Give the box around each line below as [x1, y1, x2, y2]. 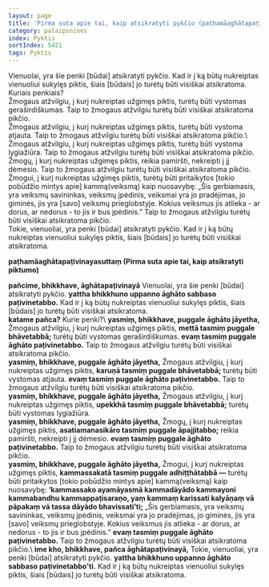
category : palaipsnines [8, 26, 88, 34]
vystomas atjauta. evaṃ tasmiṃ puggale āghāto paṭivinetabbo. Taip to [8, 374, 245, 384]
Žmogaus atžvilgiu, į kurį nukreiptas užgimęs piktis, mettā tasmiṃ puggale [8, 324, 255, 332]
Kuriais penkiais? [8, 88, 64, 97]
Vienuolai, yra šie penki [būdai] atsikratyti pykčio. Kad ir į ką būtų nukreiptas [8, 71, 259, 80]
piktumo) [8, 265, 40, 275]
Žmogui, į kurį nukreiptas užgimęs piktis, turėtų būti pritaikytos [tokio [8, 173, 235, 183]
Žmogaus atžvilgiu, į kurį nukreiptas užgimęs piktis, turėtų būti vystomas [8, 97, 247, 106]
